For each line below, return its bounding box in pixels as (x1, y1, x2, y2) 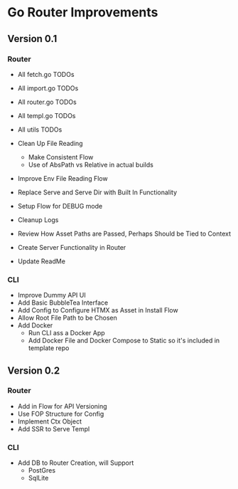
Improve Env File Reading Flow (17, 174, 108, 182)
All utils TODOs (17, 125, 63, 134)
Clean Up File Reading (17, 139, 83, 147)
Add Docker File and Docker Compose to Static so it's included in (28, 336, 220, 345)
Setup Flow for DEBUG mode (17, 201, 103, 210)
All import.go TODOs (17, 83, 79, 93)
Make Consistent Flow (28, 152, 94, 161)
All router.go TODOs (17, 98, 77, 106)
